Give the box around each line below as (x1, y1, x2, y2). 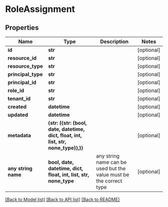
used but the (95, 165, 126, 172)
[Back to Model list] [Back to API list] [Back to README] (5, 197, 120, 203)
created (7, 103, 26, 110)
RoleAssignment (5, 3, 75, 15)
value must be (95, 171, 129, 178)
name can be (95, 159, 127, 166)
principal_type (7, 71, 43, 78)
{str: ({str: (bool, (48, 120, 87, 126)
